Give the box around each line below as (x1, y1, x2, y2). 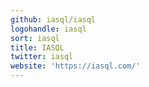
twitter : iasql (10, 52, 74, 62)
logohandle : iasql (10, 24, 87, 34)
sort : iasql (10, 33, 60, 43)
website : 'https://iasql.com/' (10, 61, 141, 71)
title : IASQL (10, 42, 65, 53)
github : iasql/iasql (10, 14, 97, 25)
